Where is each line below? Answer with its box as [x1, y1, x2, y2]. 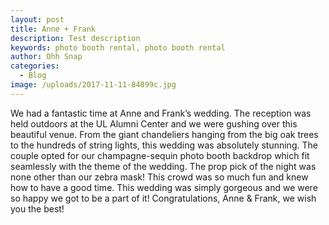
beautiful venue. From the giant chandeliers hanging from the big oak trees [10, 128, 319, 140]
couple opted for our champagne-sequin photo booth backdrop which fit [10, 149, 310, 161]
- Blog [19, 71, 47, 81]
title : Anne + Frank [10, 24, 97, 34]
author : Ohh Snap [10, 52, 83, 62]
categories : [10, 61, 60, 71]
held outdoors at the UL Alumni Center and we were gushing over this [10, 117, 298, 130]
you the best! [10, 202, 65, 215]
